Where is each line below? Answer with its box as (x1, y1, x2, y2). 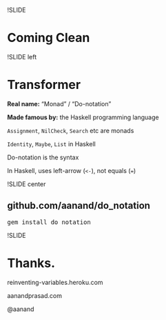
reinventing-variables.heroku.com (7, 278, 103, 286)
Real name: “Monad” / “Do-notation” (7, 99, 112, 108)
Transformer (7, 77, 81, 92)
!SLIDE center (7, 179, 46, 188)
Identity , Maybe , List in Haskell (7, 139, 96, 148)
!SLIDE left (7, 52, 37, 61)
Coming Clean (7, 30, 90, 46)
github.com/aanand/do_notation (7, 200, 150, 212)
